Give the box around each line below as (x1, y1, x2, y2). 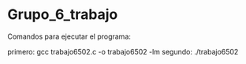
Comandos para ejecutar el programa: (7, 32, 132, 41)
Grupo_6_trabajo (7, 6, 118, 24)
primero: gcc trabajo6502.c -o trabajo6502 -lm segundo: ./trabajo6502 (7, 47, 239, 56)
